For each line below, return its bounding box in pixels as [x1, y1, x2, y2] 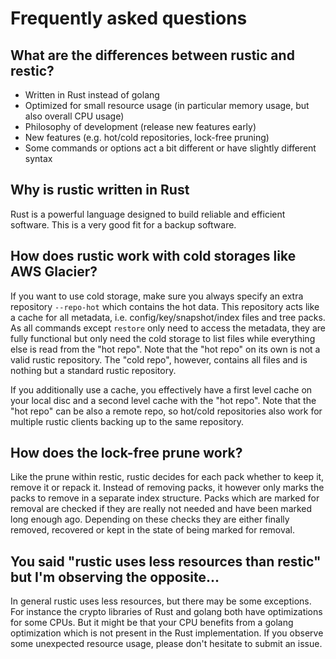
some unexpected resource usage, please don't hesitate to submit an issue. [10, 638, 323, 650]
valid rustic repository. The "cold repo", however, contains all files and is [10, 353, 308, 366]
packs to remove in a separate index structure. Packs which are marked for [10, 492, 320, 504]
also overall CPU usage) [24, 110, 125, 122]
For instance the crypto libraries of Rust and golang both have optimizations [10, 606, 323, 618]
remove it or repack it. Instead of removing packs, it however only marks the [10, 482, 325, 494]
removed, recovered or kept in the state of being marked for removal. [10, 524, 296, 536]
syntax [24, 153, 53, 164]
